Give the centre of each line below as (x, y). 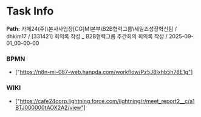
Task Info (30, 11)
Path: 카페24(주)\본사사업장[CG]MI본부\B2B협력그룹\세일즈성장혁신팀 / (92, 28)
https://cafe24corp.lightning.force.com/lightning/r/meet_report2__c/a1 (107, 101)
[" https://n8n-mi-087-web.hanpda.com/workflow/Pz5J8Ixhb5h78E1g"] (104, 72)
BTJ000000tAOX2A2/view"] (50, 107)
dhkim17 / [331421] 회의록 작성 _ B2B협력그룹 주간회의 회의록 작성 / (87, 36)
